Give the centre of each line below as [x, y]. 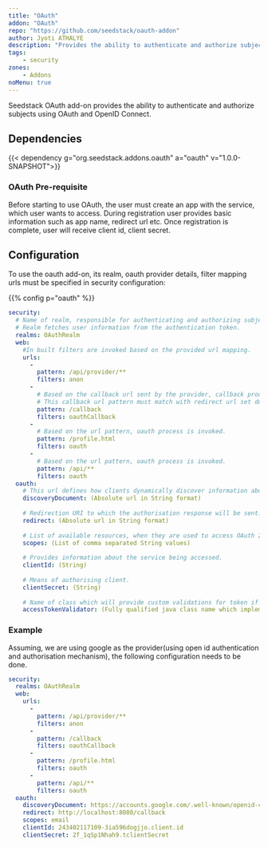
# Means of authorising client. [76, 580]
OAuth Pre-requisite [48, 187]
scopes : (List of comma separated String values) [107, 543]
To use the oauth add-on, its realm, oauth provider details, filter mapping [128, 274]
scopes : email [46, 820]
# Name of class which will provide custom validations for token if [141, 602]
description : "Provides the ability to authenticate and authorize [123, 46]
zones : [19, 68]
